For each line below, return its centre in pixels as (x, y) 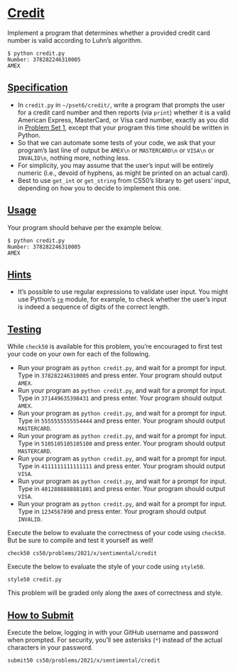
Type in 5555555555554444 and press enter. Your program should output (121, 421)
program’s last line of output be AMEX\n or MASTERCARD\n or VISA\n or (116, 150)
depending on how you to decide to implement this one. (99, 188)
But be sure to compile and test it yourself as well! (81, 540)
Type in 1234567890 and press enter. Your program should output (112, 512)
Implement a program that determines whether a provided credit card (109, 33)
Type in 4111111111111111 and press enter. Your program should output (121, 466)
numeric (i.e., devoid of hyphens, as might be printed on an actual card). (123, 173)
